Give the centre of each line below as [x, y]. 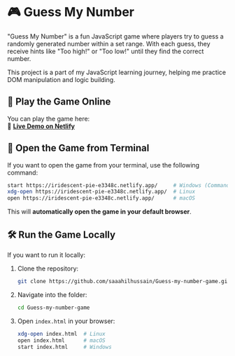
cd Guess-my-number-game [54, 308]
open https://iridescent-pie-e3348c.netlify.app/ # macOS [101, 198]
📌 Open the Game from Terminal [78, 148]
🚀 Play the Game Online [59, 102]
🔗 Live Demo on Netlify [41, 126]
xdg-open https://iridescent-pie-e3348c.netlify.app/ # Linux [101, 192]
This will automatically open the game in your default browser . [100, 212]
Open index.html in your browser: [66, 321]
